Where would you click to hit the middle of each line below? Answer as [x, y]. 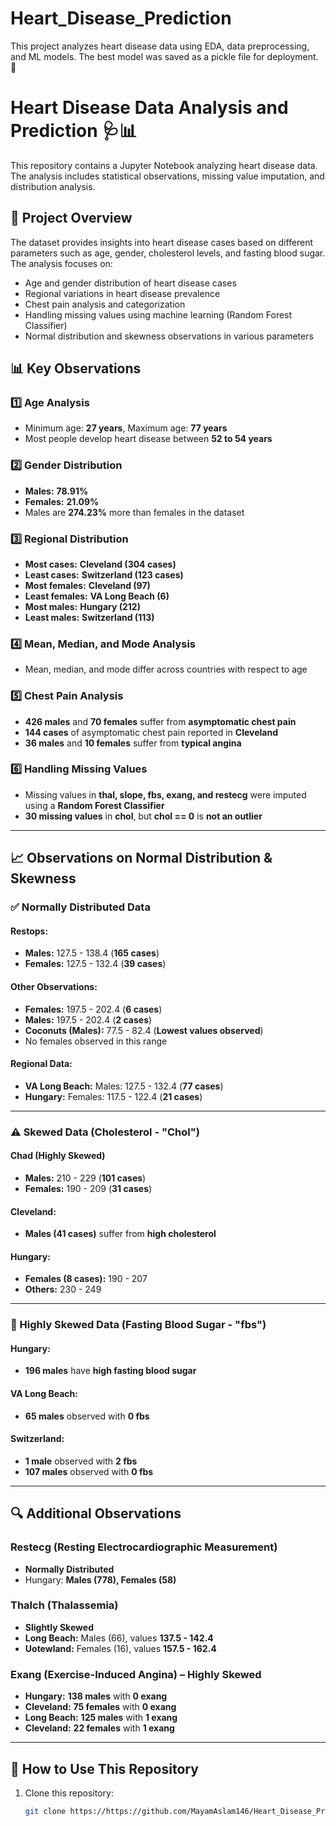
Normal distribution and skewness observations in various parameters [169, 336]
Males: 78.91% [56, 491]
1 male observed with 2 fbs [81, 1461]
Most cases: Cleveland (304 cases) [100, 564]
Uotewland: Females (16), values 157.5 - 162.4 [120, 1648]
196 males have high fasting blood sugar [110, 1371]
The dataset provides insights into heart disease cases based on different [162, 242]
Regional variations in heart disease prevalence [122, 293]
